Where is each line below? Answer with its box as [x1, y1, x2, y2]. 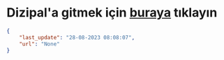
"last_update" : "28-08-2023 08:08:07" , [19, 34, 135, 41]
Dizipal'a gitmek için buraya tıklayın [6, 5, 218, 21]
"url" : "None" [19, 40, 60, 48]
